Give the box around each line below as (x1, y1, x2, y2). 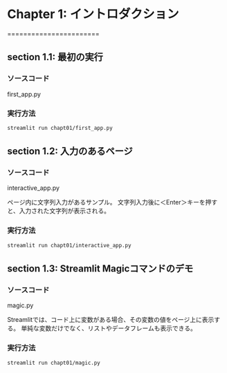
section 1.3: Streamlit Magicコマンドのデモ (7, 263, 194, 275)
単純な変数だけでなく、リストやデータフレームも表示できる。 (20, 324, 197, 332)
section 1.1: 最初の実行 (7, 51, 104, 63)
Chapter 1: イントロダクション (7, 6, 179, 22)
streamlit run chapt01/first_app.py (7, 124, 113, 131)
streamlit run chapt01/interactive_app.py (7, 242, 131, 249)
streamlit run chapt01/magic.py (7, 359, 100, 366)
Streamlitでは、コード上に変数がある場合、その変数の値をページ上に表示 (7, 316, 215, 324)
